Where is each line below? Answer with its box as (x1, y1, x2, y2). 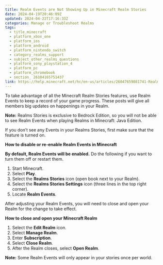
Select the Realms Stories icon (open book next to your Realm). (12, 176, 140, 182)
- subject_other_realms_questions (9, 57, 79, 62)
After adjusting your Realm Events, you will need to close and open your (5, 200, 149, 206)
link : (5, 79, 16, 84)
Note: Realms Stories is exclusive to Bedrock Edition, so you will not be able (5, 112, 157, 118)
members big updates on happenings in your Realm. (5, 103, 110, 109)
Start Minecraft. (12, 166, 44, 171)
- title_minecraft (9, 30, 47, 34)
